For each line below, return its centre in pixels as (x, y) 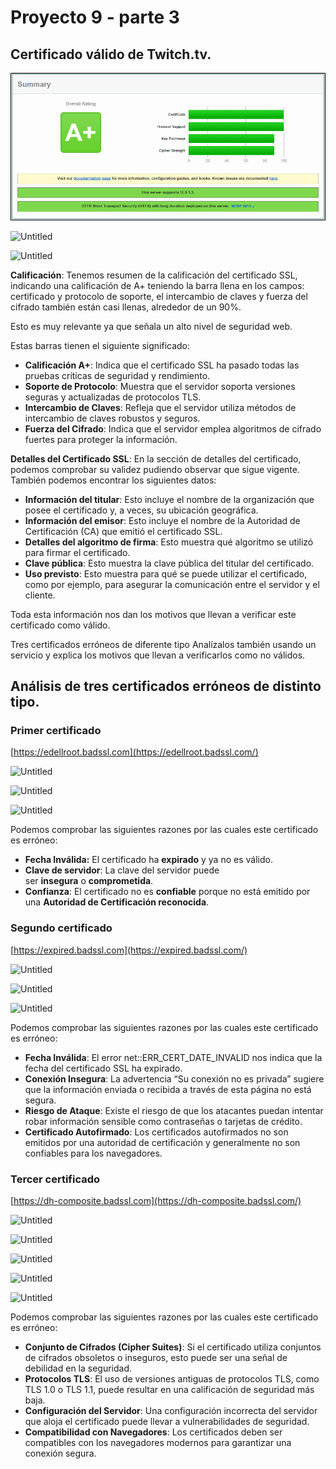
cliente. (40, 595)
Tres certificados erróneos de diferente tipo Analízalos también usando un (163, 644)
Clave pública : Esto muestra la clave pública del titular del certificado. (169, 563)
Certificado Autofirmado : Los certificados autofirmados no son (156, 1132)
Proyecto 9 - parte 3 (95, 17)
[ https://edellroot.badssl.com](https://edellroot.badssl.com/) (134, 752)
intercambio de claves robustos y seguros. (112, 418)
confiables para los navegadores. (93, 1153)
